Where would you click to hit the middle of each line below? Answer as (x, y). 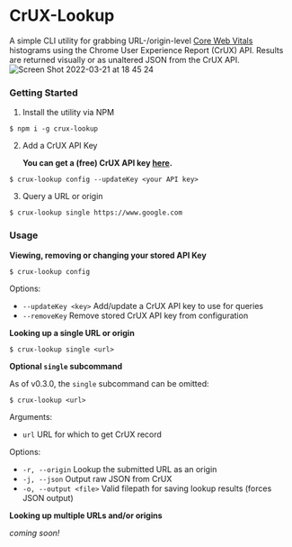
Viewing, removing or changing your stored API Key (108, 255)
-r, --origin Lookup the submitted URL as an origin (119, 469)
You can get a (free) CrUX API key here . (97, 163)
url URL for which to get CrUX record (92, 434)
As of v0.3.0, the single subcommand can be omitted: (109, 383)
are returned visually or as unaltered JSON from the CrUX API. (124, 59)
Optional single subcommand (66, 366)
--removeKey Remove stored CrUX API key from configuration (135, 315)
